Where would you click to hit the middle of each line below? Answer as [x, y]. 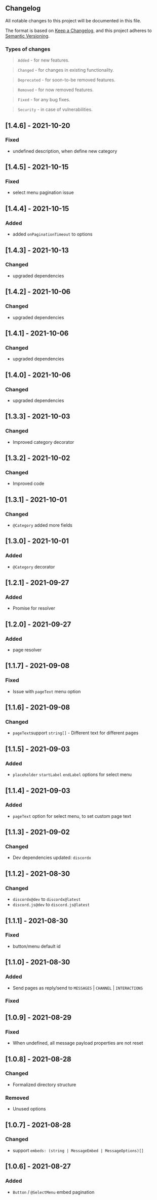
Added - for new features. [44, 60]
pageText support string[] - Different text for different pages [75, 733]
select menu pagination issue [43, 192]
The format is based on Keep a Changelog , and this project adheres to [78, 31]
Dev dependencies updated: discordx [52, 858]
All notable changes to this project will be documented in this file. [73, 20]
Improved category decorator [43, 442]
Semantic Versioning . [27, 36]
